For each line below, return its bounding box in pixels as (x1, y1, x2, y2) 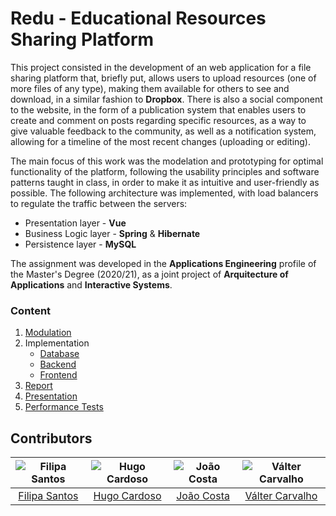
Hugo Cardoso (93, 489, 162, 503)
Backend (39, 358, 77, 371)
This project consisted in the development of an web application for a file (10, 61, 312, 73)
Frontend (39, 369, 78, 381)
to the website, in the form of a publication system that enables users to (10, 103, 307, 116)
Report (24, 380, 53, 392)
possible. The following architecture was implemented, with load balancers (10, 187, 319, 199)
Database (39, 348, 80, 360)
